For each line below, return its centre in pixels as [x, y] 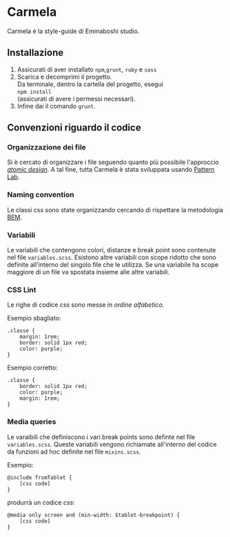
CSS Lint [22, 290]
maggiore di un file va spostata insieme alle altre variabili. [88, 272]
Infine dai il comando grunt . [56, 106]
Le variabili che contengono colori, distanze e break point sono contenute [112, 250]
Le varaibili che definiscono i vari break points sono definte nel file [101, 437]
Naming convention [41, 195]
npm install [34, 92]
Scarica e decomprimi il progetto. [64, 77]
